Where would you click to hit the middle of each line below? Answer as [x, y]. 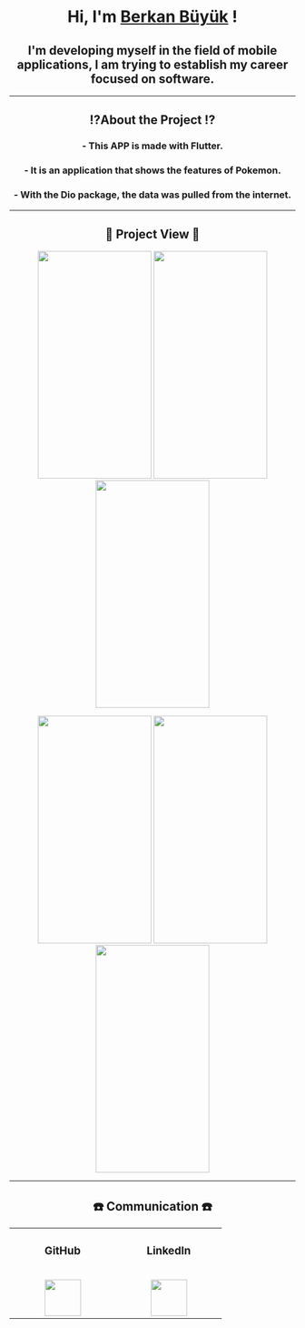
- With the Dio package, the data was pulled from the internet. [152, 195]
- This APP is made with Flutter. [152, 146]
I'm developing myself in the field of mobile [152, 51]
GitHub [63, 1251]
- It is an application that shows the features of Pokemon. [152, 170]
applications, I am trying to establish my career [152, 64]
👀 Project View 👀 [152, 234]
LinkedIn [169, 1251]
